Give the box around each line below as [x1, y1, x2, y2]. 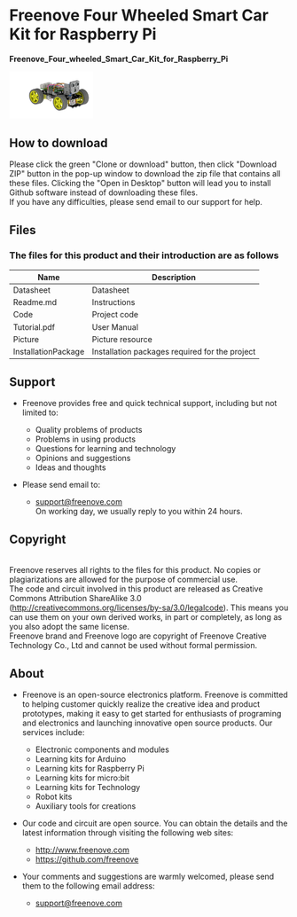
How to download [9, 135, 108, 151]
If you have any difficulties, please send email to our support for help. [9, 197, 263, 208]
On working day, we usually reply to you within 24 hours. [35, 506, 243, 517]
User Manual [91, 321, 139, 333]
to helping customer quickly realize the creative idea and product [21, 699, 261, 709]
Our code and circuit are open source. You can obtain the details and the [21, 818, 288, 829]
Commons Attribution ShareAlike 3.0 [9, 593, 142, 604]
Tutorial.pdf [12, 321, 56, 333]
